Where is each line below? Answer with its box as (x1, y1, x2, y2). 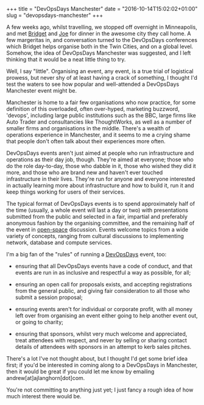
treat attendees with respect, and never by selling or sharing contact (15, 337, 188, 343)
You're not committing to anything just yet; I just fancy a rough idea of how (6, 386, 194, 393)
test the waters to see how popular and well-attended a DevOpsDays (6, 80, 180, 88)
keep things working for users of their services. (6, 188, 125, 195)
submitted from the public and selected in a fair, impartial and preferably (6, 213, 188, 220)
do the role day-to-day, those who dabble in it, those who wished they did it (6, 163, 196, 169)
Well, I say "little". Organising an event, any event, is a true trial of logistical (6, 68, 194, 75)
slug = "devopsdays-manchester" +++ (6, 12, 104, 19)
